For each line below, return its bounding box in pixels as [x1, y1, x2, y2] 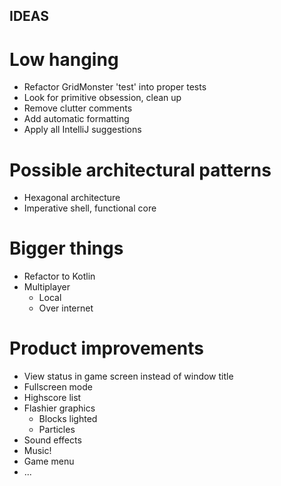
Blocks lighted [38, 413, 98, 425]
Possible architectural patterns [9, 159, 272, 181]
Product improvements [9, 337, 205, 360]
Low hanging [9, 48, 119, 71]
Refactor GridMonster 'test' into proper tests [23, 81, 207, 93]
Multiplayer [23, 281, 71, 293]
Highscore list [23, 392, 82, 404]
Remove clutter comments [23, 102, 133, 114]
